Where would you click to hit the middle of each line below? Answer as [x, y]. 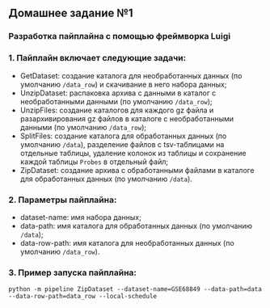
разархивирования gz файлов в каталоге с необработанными [127, 118]
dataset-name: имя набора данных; [80, 217]
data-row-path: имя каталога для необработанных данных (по [127, 243]
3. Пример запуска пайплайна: [73, 272]
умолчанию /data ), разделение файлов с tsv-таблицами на [122, 144]
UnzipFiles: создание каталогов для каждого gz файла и [117, 110]
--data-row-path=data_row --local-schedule [83, 297]
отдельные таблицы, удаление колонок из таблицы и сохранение [133, 153]
